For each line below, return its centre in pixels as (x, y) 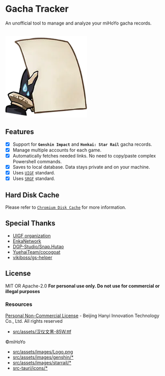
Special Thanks (30, 223)
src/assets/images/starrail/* (42, 362)
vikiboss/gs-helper (32, 257)
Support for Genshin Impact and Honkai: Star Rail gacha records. (82, 144)
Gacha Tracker (37, 9)
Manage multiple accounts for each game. (57, 150)
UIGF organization (32, 235)
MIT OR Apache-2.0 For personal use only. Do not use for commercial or (82, 286)
